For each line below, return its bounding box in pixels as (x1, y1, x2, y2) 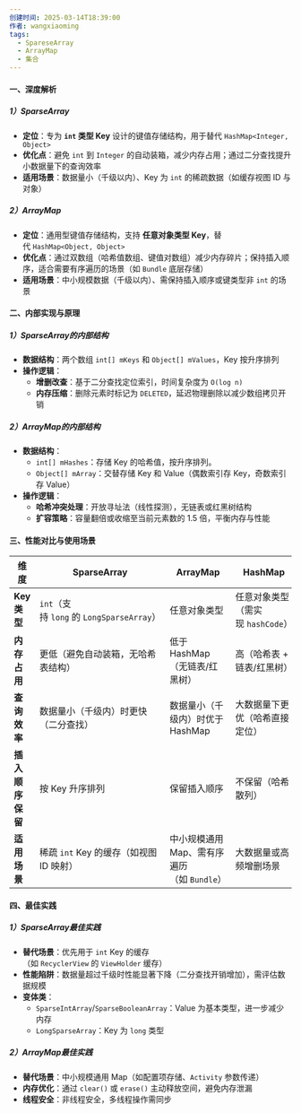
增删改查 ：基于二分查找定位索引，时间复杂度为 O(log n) (35, 377, 244, 387)
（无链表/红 (169, 660, 218, 673)
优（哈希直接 (235, 712, 289, 725)
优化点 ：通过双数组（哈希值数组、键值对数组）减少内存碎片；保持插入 (21, 252, 282, 263)
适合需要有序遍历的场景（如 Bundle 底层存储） (38, 263, 209, 274)
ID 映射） (39, 860, 78, 873)
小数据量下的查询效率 (21, 161, 101, 171)
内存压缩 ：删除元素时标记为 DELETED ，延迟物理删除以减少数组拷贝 (35, 387, 279, 399)
